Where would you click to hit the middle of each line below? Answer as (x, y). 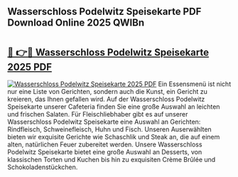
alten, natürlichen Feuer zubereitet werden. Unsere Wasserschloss (105, 144)
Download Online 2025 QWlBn (76, 23)
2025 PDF (29, 67)
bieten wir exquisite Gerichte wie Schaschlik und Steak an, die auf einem (114, 137)
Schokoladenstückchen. (43, 167)
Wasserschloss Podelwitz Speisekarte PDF (104, 12)
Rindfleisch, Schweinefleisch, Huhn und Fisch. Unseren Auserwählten (109, 129)
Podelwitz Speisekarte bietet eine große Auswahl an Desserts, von (105, 152)
